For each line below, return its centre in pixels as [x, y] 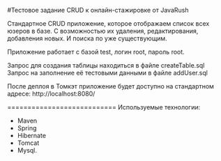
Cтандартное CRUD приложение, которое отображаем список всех [108, 23]
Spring [27, 128]
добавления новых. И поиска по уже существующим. [87, 38]
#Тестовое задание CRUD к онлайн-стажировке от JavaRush [98, 10]
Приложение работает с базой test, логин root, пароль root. [96, 52]
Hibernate [32, 136]
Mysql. [27, 150]
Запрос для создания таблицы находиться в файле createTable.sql [106, 65]
